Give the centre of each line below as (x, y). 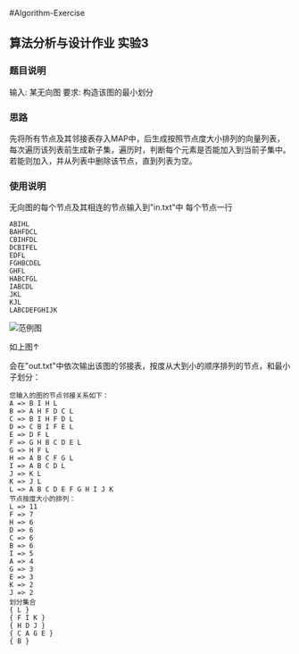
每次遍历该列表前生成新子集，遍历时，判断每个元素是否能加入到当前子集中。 (150, 149)
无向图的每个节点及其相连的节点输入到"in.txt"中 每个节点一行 (121, 207)
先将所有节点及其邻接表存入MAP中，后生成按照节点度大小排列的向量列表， (147, 138)
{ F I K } (28, 618)
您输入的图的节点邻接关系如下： (59, 396)
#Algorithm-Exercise (47, 13)
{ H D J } (28, 626)
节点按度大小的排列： (42, 499)
